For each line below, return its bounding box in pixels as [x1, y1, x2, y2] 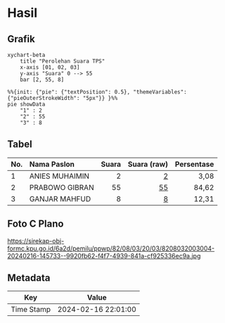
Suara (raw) [127, 159, 169, 169]
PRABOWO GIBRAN [29, 182, 94, 192]
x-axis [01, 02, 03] [20, 64, 80, 71]
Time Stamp [11, 305, 51, 315]
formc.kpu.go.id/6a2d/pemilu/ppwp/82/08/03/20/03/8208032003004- [7, 244, 215, 253]
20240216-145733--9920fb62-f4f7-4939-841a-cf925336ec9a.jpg [7, 251, 201, 260]
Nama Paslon [29, 159, 75, 169]
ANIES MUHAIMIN [29, 171, 90, 181]
